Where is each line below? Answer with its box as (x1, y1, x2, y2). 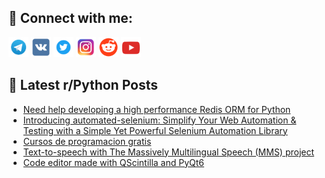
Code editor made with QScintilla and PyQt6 (22, 156, 205, 168)
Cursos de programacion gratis (22, 135, 152, 147)
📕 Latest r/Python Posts (8, 77, 159, 94)
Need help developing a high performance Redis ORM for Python (22, 103, 291, 115)
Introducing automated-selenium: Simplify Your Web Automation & (22, 114, 297, 126)
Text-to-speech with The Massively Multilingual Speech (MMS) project (22, 146, 315, 158)
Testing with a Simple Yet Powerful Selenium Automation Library (22, 124, 288, 136)
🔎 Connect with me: (8, 10, 133, 27)
